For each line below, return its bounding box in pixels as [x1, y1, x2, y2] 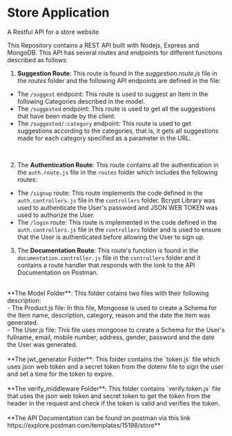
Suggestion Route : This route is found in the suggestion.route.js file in [17, 69, 217, 77]
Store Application [7, 5, 110, 21]
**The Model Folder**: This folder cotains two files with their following [7, 289, 209, 297]
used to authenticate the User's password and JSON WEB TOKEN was [17, 203, 218, 211]
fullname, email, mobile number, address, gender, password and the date [7, 333, 215, 341]
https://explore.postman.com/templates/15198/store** [7, 421, 161, 429]
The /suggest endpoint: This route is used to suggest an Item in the [17, 90, 209, 98]
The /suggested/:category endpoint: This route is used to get [17, 119, 191, 127]
